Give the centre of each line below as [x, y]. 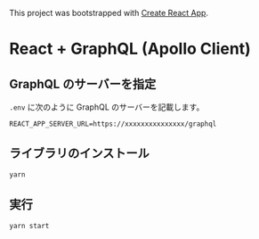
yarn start [29, 226]
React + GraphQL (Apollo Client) [130, 49]
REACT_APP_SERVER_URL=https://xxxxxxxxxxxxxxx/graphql [113, 124]
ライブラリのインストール [79, 154]
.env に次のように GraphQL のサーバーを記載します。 [107, 107]
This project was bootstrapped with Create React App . [109, 13]
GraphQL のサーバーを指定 [83, 84]
